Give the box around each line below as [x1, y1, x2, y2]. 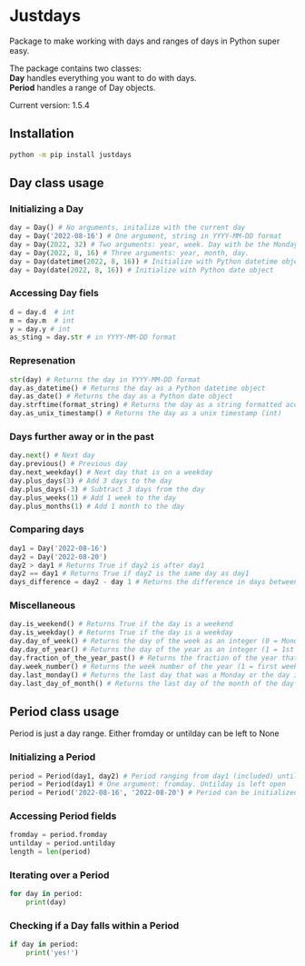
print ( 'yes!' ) [25, 949, 79, 958]
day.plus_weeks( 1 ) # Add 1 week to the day [9, 493, 177, 503]
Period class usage [9, 703, 120, 719]
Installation [9, 126, 74, 142]
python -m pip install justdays [9, 150, 132, 159]
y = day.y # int [9, 324, 71, 334]
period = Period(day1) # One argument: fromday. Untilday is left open [9, 780, 286, 789]
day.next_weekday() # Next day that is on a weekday [9, 468, 213, 477]
